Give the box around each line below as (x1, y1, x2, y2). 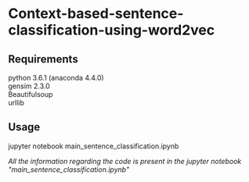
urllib (8, 98, 25, 107)
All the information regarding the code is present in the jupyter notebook (8, 156, 242, 166)
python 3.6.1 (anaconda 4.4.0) (8, 73, 104, 82)
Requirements (8, 52, 78, 66)
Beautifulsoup (8, 90, 53, 98)
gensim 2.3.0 (8, 81, 51, 91)
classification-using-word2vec (8, 21, 215, 39)
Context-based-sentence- (8, 5, 184, 23)
